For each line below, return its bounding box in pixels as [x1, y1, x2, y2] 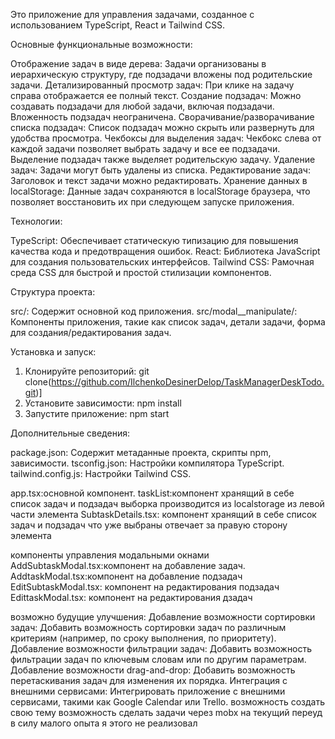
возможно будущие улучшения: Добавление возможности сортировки [10, 611, 316, 623]
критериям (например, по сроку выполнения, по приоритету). [10, 632, 277, 644]
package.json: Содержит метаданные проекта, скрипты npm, [10, 447, 272, 458]
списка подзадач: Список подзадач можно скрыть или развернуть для [10, 122, 315, 133]
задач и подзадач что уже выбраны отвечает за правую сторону [10, 519, 288, 531]
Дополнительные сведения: [10, 427, 130, 439]
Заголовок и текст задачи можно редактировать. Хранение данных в [10, 175, 308, 186]
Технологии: [10, 215, 63, 227]
